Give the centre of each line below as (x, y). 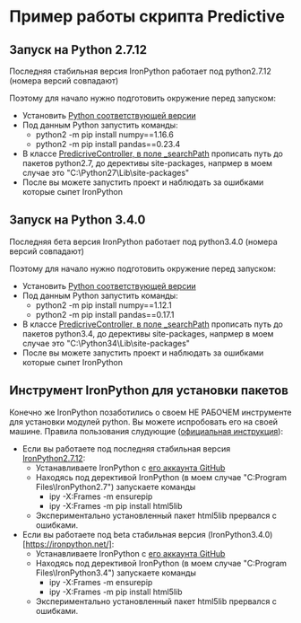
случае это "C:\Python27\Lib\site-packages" (106, 173)
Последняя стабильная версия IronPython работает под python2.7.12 (140, 71)
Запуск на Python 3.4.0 (77, 220)
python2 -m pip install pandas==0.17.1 (105, 314)
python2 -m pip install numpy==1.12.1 (103, 305)
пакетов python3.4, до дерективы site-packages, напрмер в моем (148, 333)
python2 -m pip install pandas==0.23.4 (108, 144)
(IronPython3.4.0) (240, 534)
